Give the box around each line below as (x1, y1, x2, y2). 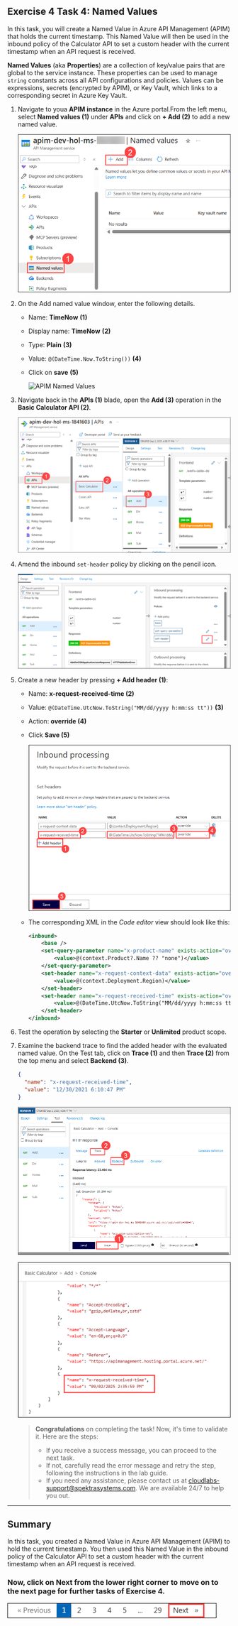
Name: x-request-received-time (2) (28, 689, 135, 698)
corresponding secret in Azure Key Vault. (7, 91, 127, 99)
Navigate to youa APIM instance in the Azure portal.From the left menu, (17, 104, 227, 113)
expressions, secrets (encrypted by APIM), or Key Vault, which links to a (7, 83, 218, 92)
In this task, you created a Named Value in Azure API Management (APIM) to (7, 1537, 230, 1546)
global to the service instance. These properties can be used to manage (7, 68, 218, 77)
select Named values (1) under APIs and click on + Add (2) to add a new (17, 112, 230, 121)
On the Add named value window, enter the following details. (17, 300, 195, 308)
